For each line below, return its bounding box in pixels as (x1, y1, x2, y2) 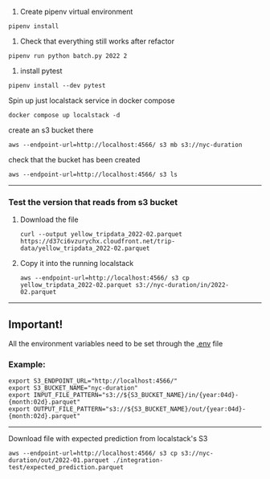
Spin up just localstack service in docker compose (8, 96, 175, 105)
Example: (8, 359, 46, 371)
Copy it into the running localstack (19, 259, 134, 268)
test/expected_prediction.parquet (8, 464, 125, 472)
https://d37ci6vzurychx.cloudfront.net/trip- (19, 237, 175, 246)
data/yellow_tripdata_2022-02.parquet (19, 244, 150, 252)
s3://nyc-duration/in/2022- (135, 281, 230, 289)
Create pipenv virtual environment (19, 7, 133, 16)
